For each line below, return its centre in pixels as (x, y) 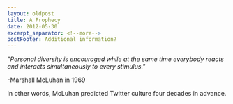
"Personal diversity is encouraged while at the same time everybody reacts (116, 59)
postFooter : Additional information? (62, 40)
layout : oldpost (31, 14)
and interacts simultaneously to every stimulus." (76, 67)
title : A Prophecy (34, 20)
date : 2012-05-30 (32, 26)
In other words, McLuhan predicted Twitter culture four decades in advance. (117, 94)
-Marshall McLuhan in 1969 (46, 80)
